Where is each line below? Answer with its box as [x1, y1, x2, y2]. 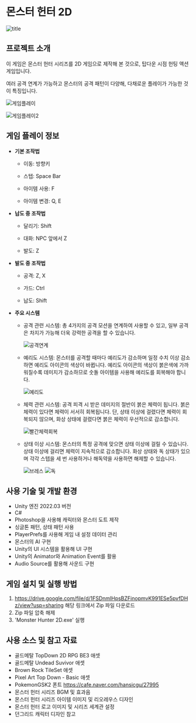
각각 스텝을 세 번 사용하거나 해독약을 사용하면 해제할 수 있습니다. [29, 455, 177, 462]
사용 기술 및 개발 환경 [6, 486, 77, 496]
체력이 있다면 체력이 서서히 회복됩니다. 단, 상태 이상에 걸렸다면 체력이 [23, 408, 181, 415]
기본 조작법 [14, 148, 40, 155]
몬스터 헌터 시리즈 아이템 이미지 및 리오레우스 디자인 [14, 696, 133, 703]
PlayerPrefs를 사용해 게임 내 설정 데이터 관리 [14, 531, 118, 538]
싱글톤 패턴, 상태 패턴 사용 [14, 523, 74, 530]
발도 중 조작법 [14, 259, 46, 266]
